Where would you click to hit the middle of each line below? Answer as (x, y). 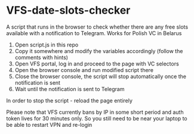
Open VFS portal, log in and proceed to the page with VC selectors (97, 64)
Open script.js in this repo (47, 45)
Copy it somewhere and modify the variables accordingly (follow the (99, 51)
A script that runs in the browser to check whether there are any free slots (97, 27)
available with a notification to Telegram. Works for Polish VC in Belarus (94, 33)
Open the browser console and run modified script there (84, 70)
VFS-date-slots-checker (68, 10)
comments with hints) (41, 57)
